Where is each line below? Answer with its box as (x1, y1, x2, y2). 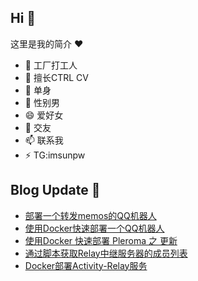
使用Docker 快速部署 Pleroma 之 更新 (24, 234, 178, 246)
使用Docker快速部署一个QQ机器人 (24, 222, 165, 234)
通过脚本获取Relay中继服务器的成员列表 (24, 247, 188, 259)
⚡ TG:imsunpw (24, 149, 86, 161)
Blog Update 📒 (10, 182, 101, 199)
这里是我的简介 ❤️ (10, 37, 84, 50)
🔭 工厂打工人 (24, 59, 78, 71)
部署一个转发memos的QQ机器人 (24, 209, 157, 221)
